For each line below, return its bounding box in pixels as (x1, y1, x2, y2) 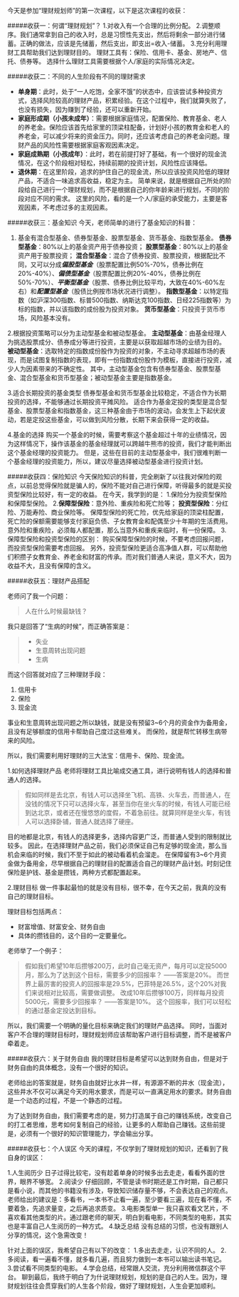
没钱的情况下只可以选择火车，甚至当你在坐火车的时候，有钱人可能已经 (24, 799, 231, 808)
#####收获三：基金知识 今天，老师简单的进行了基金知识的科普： (7, 218, 198, 227)
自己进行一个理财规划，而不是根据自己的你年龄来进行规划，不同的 (30, 185, 224, 194)
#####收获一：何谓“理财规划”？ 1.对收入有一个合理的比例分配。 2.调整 (7, 21, 215, 30)
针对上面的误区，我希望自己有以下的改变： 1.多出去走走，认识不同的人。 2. (7, 1246, 227, 1254)
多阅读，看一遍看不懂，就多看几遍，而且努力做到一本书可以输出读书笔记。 (7, 1255, 225, 1263)
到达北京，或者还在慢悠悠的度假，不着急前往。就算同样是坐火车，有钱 (24, 809, 231, 816)
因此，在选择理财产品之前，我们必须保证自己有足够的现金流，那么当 (27, 841, 228, 850)
